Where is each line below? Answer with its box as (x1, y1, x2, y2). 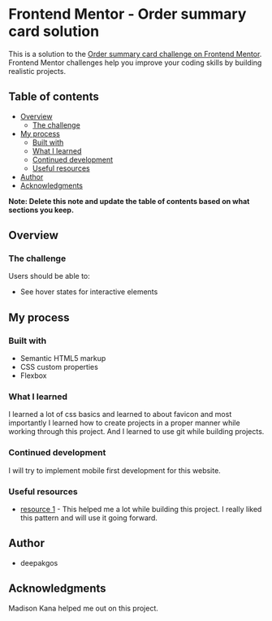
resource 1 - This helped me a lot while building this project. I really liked (19, 505, 262, 515)
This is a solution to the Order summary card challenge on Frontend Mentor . (8, 49, 262, 59)
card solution (8, 22, 100, 41)
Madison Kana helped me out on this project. (8, 603, 158, 613)
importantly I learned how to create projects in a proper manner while (8, 418, 241, 428)
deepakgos (19, 558, 58, 567)
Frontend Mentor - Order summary (8, 5, 247, 24)
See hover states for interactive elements (19, 287, 158, 297)
